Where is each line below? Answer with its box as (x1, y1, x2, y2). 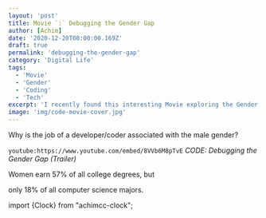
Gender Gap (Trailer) (8, 154, 77, 164)
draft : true (8, 42, 48, 50)
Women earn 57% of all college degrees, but (8, 169, 155, 179)
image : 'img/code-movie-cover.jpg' (8, 109, 127, 117)
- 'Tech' (15, 93, 45, 101)
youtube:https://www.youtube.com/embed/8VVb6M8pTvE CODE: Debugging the (8, 145, 257, 155)
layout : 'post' (8, 11, 59, 20)
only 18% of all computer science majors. (8, 185, 144, 194)
